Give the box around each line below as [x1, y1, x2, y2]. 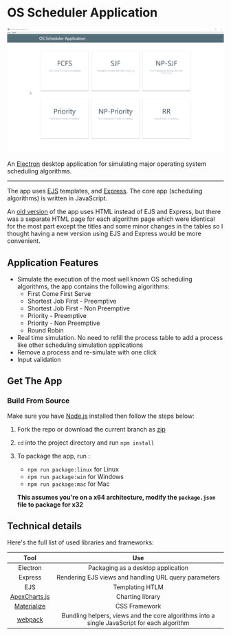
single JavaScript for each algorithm [87, 619, 190, 627]
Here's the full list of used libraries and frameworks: [7, 538, 154, 547]
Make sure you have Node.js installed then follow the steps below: [7, 412, 195, 420]
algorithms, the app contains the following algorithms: [16, 282, 170, 290]
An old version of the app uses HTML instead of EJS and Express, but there [7, 208, 221, 216]
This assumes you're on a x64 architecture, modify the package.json [16, 493, 216, 501]
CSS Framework [115, 602, 162, 611]
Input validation [16, 355, 61, 363]
